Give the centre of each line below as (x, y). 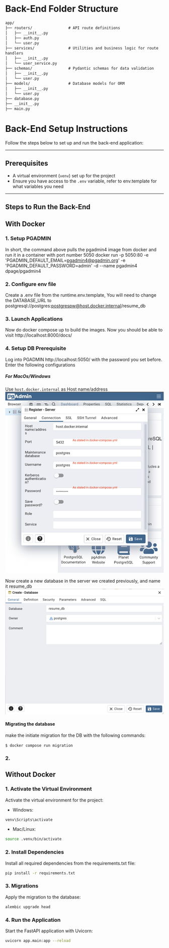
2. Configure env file (31, 284)
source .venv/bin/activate (33, 839)
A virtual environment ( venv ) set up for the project (64, 175)
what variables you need (38, 186)
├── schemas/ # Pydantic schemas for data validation (80, 68)
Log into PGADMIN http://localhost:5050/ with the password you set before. (84, 359)
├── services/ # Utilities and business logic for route (82, 48)
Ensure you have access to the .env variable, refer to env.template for (84, 181)
